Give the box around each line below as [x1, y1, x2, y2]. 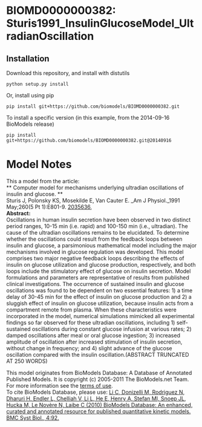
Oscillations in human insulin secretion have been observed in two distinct [6, 216, 191, 223]
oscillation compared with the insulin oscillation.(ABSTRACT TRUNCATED [6, 351, 189, 358]
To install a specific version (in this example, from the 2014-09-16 [6, 114, 170, 121]
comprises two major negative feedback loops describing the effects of [6, 255, 184, 262]
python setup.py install [6, 81, 69, 87]
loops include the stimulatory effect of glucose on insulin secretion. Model [6, 267, 191, 275]
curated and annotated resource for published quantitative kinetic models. [6, 408, 191, 415]
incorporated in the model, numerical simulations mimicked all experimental [6, 312, 195, 319]
